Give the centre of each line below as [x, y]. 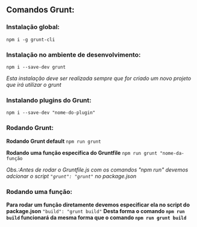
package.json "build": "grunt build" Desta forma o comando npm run [95, 211]
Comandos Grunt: [40, 10]
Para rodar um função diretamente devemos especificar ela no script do [98, 205]
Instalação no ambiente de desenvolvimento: [73, 55]
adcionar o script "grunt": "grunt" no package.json [71, 176]
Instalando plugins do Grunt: [49, 100]
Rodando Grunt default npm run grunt [54, 141]
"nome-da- [172, 153]
